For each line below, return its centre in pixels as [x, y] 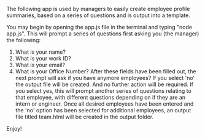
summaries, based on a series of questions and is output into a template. [98, 15]
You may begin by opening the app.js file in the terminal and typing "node [99, 27]
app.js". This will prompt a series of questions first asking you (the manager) [103, 34]
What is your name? [41, 52]
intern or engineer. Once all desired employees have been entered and [104, 104]
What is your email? [40, 65]
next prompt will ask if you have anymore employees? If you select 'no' [105, 78]
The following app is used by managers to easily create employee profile [98, 9]
